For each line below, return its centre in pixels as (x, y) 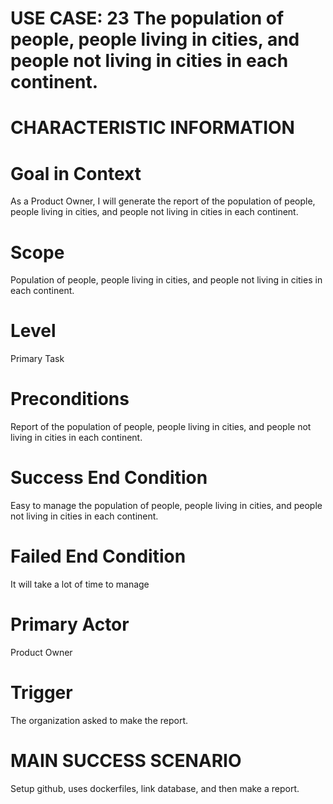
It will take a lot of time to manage (80, 584)
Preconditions (70, 399)
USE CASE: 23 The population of (147, 18)
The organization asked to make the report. (99, 720)
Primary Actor (70, 624)
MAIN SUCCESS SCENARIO (126, 761)
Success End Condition (109, 478)
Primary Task (37, 359)
